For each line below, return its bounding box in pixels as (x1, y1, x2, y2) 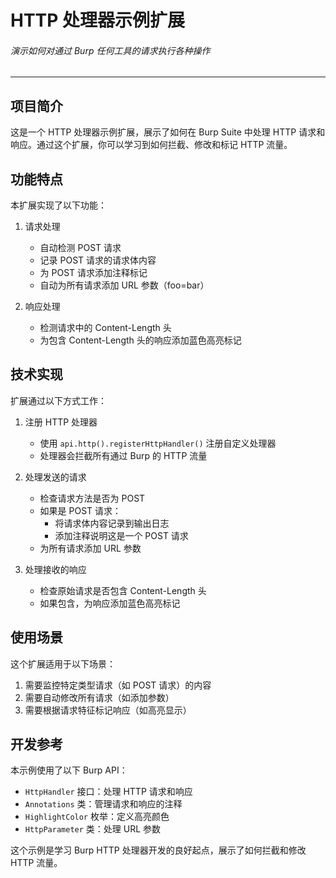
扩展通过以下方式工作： (10, 394, 107, 406)
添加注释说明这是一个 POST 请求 (54, 529, 189, 541)
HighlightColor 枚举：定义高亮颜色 (24, 811, 170, 823)
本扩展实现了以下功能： (10, 199, 107, 211)
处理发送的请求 (24, 471, 87, 483)
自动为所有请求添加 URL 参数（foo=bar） (39, 279, 210, 291)
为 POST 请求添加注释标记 (39, 267, 148, 279)
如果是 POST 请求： (39, 504, 122, 516)
